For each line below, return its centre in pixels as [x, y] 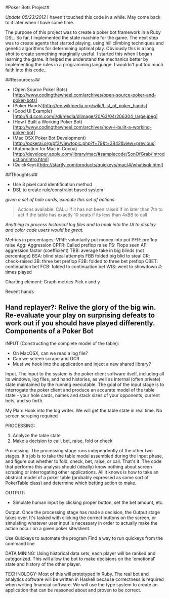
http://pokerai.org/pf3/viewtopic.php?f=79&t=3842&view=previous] [85, 143]
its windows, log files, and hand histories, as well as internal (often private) [83, 379]
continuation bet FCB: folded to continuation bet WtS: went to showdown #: [84, 267]
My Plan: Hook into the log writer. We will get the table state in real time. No [84, 410]
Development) [71, 138]
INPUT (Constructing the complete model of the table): [62, 343]
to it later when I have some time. [40, 23]
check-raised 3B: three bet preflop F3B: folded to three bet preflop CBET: [82, 261]
